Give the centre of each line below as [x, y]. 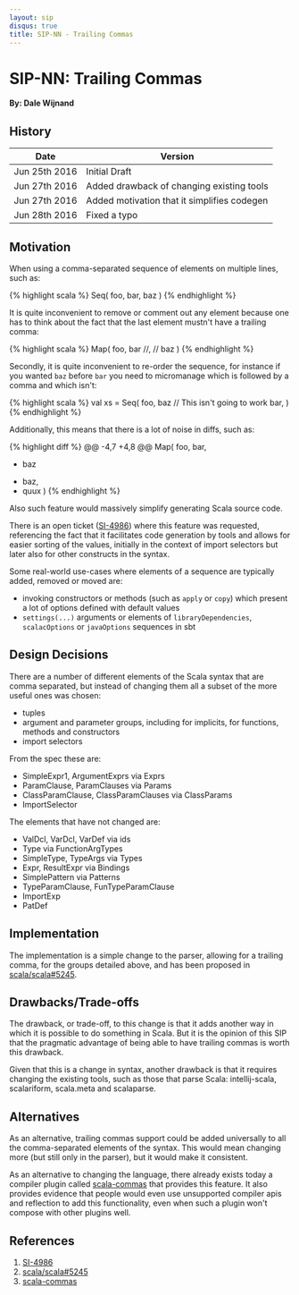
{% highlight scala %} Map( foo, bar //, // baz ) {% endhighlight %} [132, 349]
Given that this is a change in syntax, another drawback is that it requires [143, 1070]
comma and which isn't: [53, 385]
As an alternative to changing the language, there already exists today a [141, 1175]
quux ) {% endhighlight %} [71, 491]
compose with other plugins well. [70, 1213]
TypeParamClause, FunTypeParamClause [98, 886]
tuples [34, 713]
